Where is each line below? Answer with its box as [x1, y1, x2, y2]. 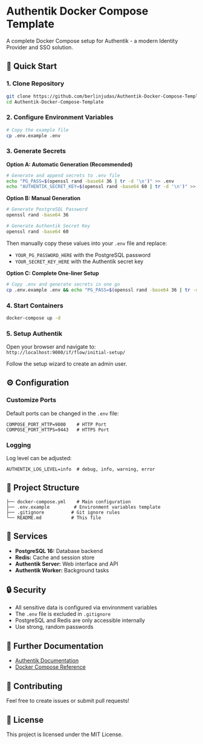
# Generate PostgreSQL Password [6, 206, 88, 213]
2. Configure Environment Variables [6, 113, 114, 122]
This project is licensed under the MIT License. [6, 731, 123, 738]
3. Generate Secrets [6, 147, 66, 155]
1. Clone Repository [6, 79, 65, 88]
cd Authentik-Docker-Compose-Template [6, 99, 104, 105]
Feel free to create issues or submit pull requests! [6, 697, 130, 705]
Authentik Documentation [14, 657, 79, 665]
